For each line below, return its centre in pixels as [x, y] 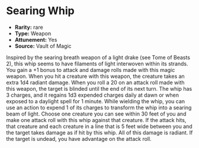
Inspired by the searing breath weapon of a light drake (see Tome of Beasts [98, 57]
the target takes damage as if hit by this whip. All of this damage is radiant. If [99, 132]
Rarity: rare [29, 27]
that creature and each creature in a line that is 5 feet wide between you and [99, 126]
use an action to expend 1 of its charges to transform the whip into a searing [99, 107]
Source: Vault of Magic [43, 46]
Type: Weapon [33, 33]
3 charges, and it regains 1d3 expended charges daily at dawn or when [93, 95]
